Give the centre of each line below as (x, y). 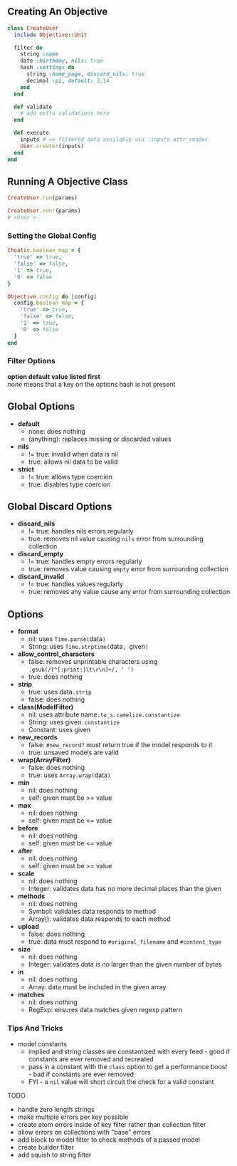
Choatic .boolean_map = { (44, 251)
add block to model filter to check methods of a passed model (109, 1140)
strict (26, 469)
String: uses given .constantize (74, 722)
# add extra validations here (65, 113)
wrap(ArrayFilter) (44, 760)
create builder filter (46, 1147)
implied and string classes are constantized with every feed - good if (129, 1051)
